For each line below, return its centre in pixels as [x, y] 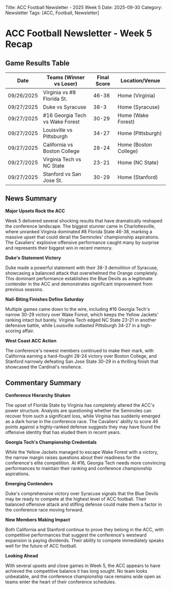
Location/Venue [140, 80]
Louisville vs [58, 130]
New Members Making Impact [38, 520]
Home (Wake [133, 115]
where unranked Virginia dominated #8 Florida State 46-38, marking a [79, 231]
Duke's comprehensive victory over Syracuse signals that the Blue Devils [82, 493]
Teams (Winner [66, 77]
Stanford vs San [62, 174]
